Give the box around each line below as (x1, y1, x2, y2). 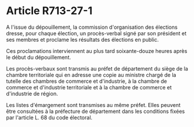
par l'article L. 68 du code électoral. (6, 113, 93, 121)
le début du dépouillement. (6, 54, 72, 61)
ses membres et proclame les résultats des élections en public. (6, 36, 159, 43)
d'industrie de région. (6, 90, 58, 97)
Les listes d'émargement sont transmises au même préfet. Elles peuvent (6, 101, 181, 108)
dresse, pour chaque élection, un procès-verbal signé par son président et (6, 29, 187, 36)
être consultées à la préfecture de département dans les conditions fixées (6, 108, 185, 115)
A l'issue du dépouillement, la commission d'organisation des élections (6, 24, 178, 31)
